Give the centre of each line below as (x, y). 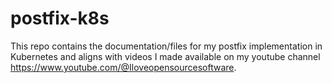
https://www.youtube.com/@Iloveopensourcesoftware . (123, 67)
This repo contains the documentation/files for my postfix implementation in (166, 46)
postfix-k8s (60, 18)
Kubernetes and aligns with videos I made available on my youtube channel (165, 56)
